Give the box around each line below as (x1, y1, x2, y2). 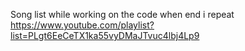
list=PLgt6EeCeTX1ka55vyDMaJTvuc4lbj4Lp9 (10, 30, 200, 41)
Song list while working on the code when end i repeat (10, 9, 235, 20)
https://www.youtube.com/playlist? (10, 19, 155, 31)
